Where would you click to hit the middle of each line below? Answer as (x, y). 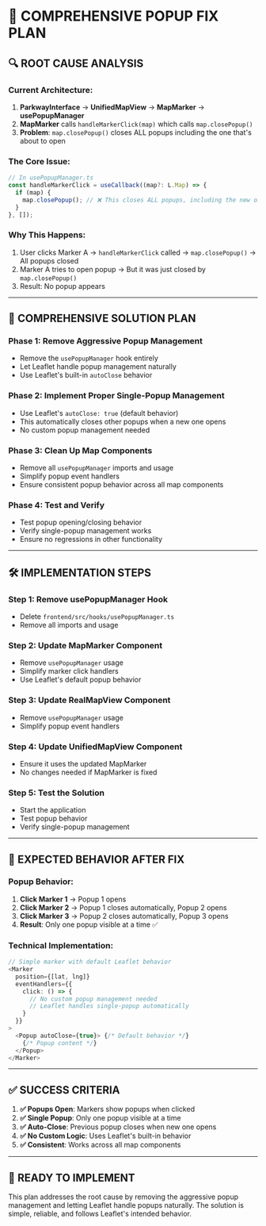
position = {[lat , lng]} (53, 976)
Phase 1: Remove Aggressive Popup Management (106, 341)
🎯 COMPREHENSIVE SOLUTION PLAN (102, 319)
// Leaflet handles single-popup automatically (109, 1006)
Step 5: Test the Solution (57, 793)
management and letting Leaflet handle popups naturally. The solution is (126, 1205)
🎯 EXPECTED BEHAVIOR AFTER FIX (96, 859)
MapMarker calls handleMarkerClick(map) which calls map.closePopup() (136, 124)
